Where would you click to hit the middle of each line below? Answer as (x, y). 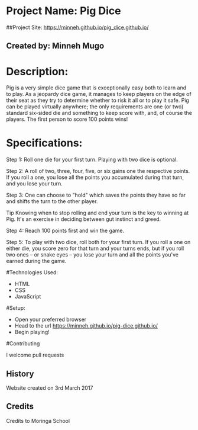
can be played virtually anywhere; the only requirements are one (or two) (95, 107)
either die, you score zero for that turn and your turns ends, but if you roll (95, 248)
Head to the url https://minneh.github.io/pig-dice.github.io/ (86, 326)
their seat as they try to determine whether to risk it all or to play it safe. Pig (98, 100)
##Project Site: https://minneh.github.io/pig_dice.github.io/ (77, 27)
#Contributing (23, 344)
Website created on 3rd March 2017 (50, 388)
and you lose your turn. (35, 184)
